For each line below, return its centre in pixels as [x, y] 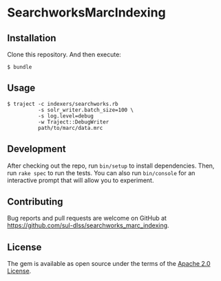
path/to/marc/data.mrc [70, 128]
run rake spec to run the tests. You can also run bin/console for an [101, 172]
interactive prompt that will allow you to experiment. [81, 180]
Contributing [35, 202]
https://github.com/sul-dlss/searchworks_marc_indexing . [88, 225]
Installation [32, 38]
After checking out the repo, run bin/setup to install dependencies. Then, [111, 166]
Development [37, 149]
